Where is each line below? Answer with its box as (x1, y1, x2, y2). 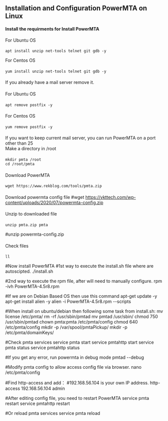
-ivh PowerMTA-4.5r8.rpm (5, 283, 60, 289)
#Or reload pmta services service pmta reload (5, 410, 100, 416)
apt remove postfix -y (5, 102, 53, 108)
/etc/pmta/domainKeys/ (5, 330, 54, 336)
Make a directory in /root (5, 146, 57, 152)
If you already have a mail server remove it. (5, 79, 94, 85)
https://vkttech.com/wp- (85, 194, 136, 200)
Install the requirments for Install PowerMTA (5, 26, 99, 32)
